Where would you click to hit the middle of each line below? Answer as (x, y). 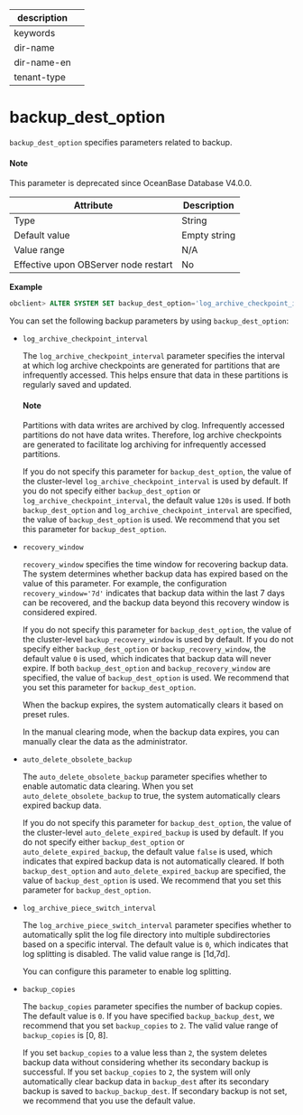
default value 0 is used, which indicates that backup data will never (147, 659)
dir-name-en (43, 62)
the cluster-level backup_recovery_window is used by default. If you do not (158, 640)
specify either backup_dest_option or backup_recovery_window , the (144, 649)
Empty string (209, 236)
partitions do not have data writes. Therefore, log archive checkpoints (152, 435)
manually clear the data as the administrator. (105, 742)
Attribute (93, 205)
